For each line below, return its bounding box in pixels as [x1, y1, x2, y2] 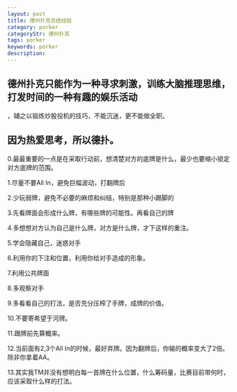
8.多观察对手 [7, 284, 45, 292]
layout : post [7, 10, 46, 18]
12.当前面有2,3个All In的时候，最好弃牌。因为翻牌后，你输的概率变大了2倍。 [7, 344, 229, 352]
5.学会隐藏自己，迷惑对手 [7, 238, 81, 247]
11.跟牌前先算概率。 [7, 329, 64, 337]
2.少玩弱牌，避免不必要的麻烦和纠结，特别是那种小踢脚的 [7, 193, 175, 202]
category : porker [7, 23, 59, 30]
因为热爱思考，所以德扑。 [7, 134, 119, 146]
